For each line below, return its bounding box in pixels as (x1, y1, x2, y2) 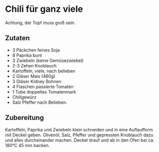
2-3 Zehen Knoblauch (12, 62, 57, 68)
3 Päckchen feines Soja (12, 47, 60, 53)
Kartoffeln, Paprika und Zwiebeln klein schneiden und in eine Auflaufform (5, 126, 153, 132)
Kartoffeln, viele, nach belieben (12, 68, 76, 74)
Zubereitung (5, 114, 44, 122)
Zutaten (5, 34, 30, 42)
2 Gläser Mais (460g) (12, 73, 55, 79)
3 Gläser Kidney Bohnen (12, 78, 61, 84)
